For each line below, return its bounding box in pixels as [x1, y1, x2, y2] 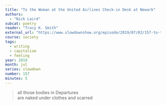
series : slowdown [5, 67, 41, 72]
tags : [5, 39, 16, 44]
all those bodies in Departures [17, 89, 79, 95]
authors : [5, 12, 23, 17]
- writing [9, 44, 30, 49]
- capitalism [9, 48, 37, 53]
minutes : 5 [5, 76, 28, 81]
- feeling [9, 53, 30, 58]
